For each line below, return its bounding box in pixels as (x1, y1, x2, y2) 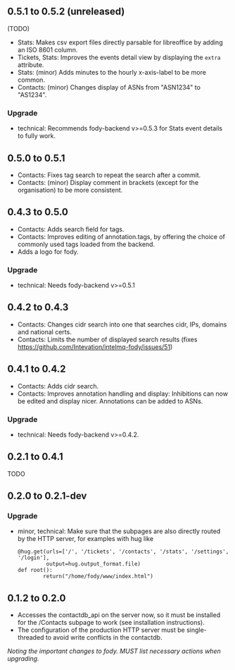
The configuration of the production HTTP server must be (17, 626, 185, 634)
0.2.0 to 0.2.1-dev (7, 490, 87, 502)
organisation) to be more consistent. (17, 185, 123, 194)
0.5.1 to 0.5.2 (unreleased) (7, 6, 125, 18)
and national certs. (17, 327, 72, 336)
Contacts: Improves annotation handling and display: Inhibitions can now (17, 389, 229, 398)
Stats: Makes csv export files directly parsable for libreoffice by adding (17, 38, 223, 47)
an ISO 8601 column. (17, 45, 78, 54)
